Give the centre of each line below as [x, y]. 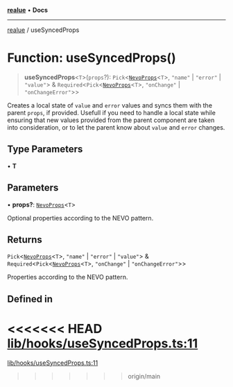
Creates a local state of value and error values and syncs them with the [110, 105]
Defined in [30, 299]
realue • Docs [28, 10]
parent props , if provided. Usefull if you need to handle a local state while [112, 112]
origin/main [144, 376]
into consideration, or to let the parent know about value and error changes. [116, 127]
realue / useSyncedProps [43, 30]
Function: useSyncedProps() [92, 58]
